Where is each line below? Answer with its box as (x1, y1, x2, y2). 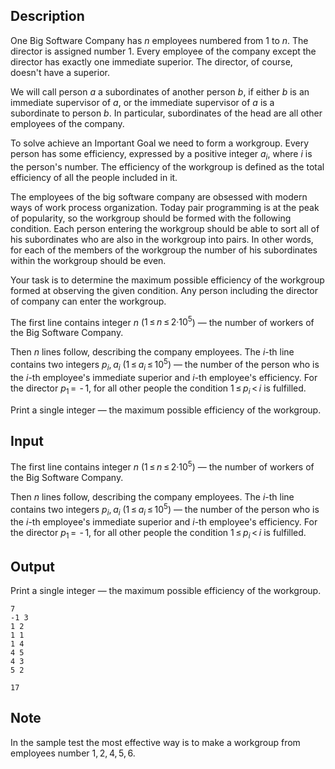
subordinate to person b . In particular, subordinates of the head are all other (10, 107, 323, 119)
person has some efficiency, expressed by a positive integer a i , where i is (10, 147, 313, 162)
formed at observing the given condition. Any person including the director (10, 284, 319, 296)
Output (10, 558, 55, 575)
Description (10, 8, 85, 25)
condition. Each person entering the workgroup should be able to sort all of (10, 222, 320, 234)
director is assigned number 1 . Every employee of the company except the (10, 45, 317, 57)
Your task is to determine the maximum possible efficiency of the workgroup (10, 274, 325, 286)
